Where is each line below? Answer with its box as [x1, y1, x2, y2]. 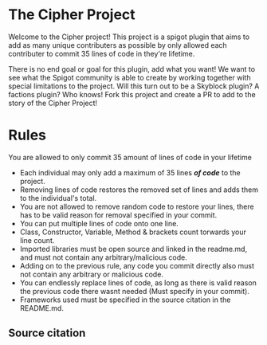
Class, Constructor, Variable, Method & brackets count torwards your [19, 227, 247, 237]
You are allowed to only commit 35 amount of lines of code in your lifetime [8, 152, 253, 162]
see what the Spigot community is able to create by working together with [8, 73, 251, 82]
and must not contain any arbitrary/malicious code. [19, 253, 187, 262]
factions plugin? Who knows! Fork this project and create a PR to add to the [8, 89, 257, 99]
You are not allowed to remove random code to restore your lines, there [19, 202, 254, 211]
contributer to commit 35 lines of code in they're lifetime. [8, 49, 195, 58]
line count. [19, 235, 55, 245]
